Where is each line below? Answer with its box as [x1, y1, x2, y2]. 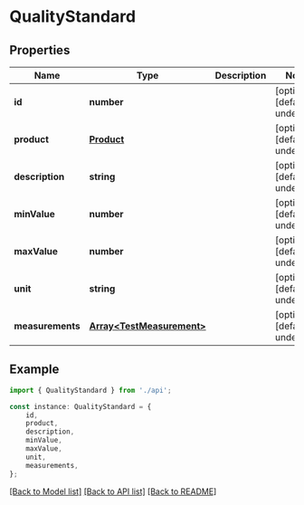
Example [9, 362, 60, 377]
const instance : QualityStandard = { [9, 402, 152, 411]
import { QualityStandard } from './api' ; [9, 386, 172, 395]
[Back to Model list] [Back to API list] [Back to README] [9, 486, 217, 497]
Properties [9, 43, 71, 58]
